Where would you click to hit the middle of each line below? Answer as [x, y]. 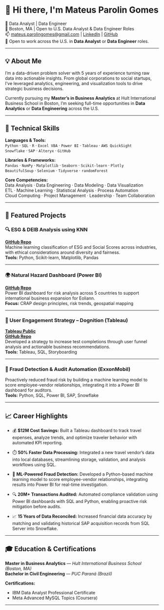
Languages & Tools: [26, 140]
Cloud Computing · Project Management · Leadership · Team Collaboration [80, 196]
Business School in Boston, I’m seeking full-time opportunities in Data [75, 103]
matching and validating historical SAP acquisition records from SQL [81, 523]
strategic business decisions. [34, 88]
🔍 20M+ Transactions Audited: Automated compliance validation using [85, 494]
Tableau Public [20, 331]
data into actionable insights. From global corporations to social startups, [78, 78]
